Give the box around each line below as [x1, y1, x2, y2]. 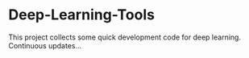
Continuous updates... [8, 40, 82, 50]
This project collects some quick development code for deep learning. [8, 32, 242, 42]
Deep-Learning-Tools [8, 6, 156, 24]
